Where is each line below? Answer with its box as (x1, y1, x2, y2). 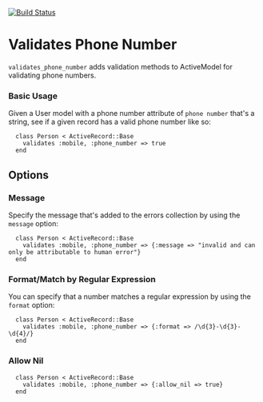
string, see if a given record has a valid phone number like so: (8, 117, 212, 127)
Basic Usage (8, 90, 58, 101)
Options (8, 168, 50, 181)
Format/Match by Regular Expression (8, 273, 156, 285)
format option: (8, 301, 55, 310)
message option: (8, 218, 58, 228)
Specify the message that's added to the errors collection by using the (8, 210, 241, 220)
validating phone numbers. (8, 70, 97, 80)
